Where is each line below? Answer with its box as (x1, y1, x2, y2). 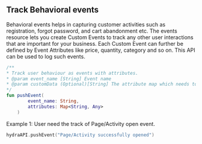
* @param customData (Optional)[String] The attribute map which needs (6, 81, 189, 87)
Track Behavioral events (6, 5, 99, 15)
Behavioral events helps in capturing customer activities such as (6, 20, 166, 28)
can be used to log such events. (6, 52, 85, 60)
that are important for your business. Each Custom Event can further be (6, 40, 183, 47)
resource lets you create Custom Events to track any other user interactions (6, 33, 194, 41)
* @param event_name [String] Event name (6, 75, 112, 82)
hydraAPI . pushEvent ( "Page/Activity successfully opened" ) (6, 132, 155, 138)
